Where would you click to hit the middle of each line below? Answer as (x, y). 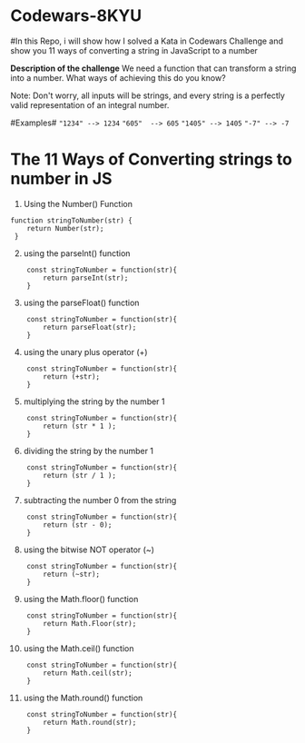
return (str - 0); (78, 525)
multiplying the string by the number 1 (94, 401)
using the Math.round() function (83, 698)
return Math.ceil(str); (88, 673)
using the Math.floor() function (81, 599)
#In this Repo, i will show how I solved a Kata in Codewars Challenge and (147, 41)
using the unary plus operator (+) (85, 352)
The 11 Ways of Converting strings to (152, 159)
